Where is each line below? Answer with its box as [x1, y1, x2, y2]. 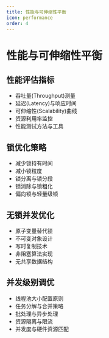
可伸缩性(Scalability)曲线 [15, 108, 77, 115]
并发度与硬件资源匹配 [15, 325, 69, 332]
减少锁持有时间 [15, 160, 53, 167]
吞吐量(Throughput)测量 [15, 92, 76, 100]
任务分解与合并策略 [15, 302, 64, 309]
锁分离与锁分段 [15, 175, 53, 182]
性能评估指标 [6, 75, 55, 85]
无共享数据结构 [15, 258, 53, 265]
